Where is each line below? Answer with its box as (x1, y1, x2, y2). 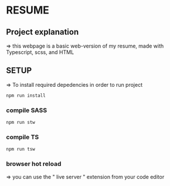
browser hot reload (6, 160, 62, 168)
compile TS (6, 133, 39, 141)
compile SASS (6, 106, 47, 114)
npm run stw (6, 120, 35, 126)
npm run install (6, 92, 46, 99)
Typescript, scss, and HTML (6, 49, 74, 56)
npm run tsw (6, 146, 35, 153)
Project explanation (6, 27, 79, 37)
